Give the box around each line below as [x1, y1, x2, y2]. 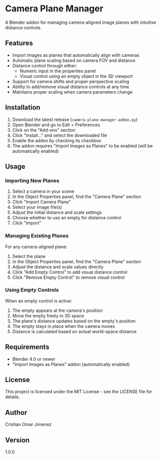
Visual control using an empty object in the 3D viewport [19, 73, 133, 79]
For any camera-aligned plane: [5, 244, 68, 250]
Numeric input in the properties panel [19, 68, 96, 74]
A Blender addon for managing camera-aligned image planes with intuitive [5, 19, 157, 25]
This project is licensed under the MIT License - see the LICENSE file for [5, 389, 152, 395]
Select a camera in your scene [12, 189, 75, 195]
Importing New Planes [5, 177, 60, 184]
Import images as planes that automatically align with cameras [12, 52, 140, 58]
